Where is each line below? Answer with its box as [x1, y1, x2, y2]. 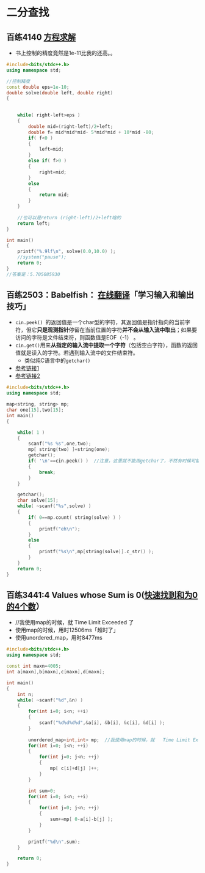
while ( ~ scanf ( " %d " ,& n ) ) [17, 697, 84, 703]
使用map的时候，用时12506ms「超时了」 [15, 626, 119, 634]
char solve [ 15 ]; [17, 497, 59, 504]
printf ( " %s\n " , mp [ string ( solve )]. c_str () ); [38, 549, 154, 555]
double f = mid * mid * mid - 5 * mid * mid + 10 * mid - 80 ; [28, 129, 154, 135]
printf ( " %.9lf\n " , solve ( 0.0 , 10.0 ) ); [17, 249, 116, 255]
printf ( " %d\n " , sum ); [28, 839, 81, 845]
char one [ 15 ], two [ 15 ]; [6, 407, 64, 414]
